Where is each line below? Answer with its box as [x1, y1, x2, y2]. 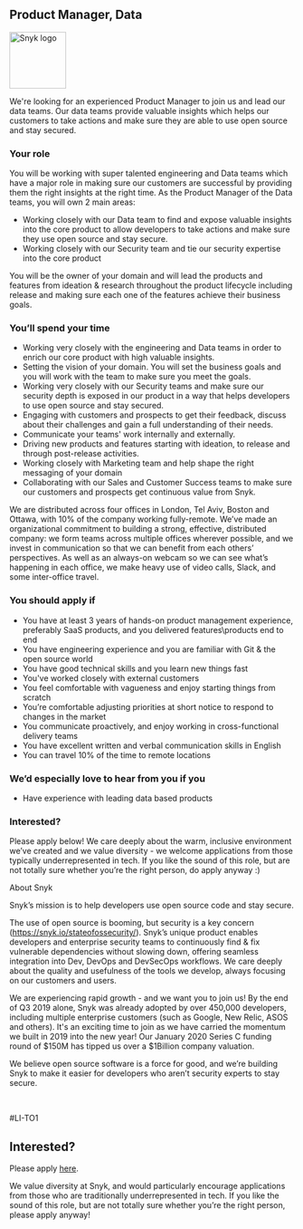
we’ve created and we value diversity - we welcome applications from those [9, 846, 294, 857]
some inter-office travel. [9, 571, 99, 582]
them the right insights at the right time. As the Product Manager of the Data [9, 187, 293, 198]
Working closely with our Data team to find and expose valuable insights [22, 215, 292, 226]
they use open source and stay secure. [22, 234, 168, 245]
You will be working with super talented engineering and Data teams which [9, 168, 289, 179]
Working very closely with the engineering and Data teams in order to [22, 342, 282, 353]
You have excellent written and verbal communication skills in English [22, 740, 282, 751]
